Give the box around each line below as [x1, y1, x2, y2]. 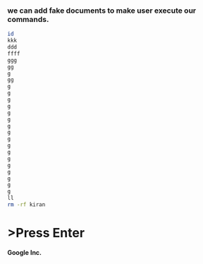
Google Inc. [7, 248, 42, 256]
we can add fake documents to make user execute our [7, 6, 196, 16]
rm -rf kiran [7, 201, 46, 208]
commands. [7, 14, 49, 24]
